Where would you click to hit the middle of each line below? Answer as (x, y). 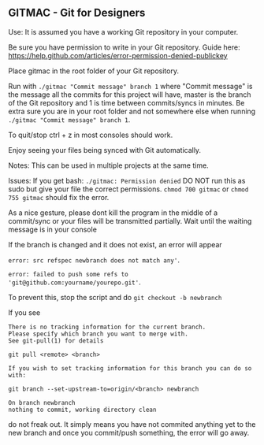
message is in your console (52, 229)
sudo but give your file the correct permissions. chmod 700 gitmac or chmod (128, 189)
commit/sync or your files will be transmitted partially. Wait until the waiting (130, 221)
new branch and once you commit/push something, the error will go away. (129, 432)
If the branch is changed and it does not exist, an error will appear (115, 244)
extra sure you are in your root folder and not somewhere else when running (132, 111)
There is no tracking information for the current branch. (107, 327)
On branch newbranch (42, 402)
